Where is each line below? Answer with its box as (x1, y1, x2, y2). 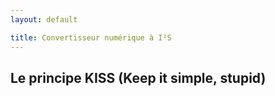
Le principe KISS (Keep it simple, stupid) (10, 69, 267, 86)
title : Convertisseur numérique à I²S (10, 32, 172, 43)
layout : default (10, 14, 78, 25)
